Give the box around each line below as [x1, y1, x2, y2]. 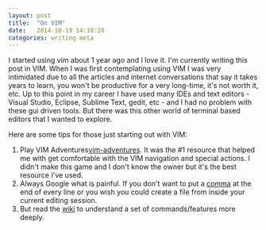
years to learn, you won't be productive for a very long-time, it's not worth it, [8, 81, 259, 90]
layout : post [8, 11, 52, 20]
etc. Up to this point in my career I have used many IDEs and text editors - [8, 89, 250, 99]
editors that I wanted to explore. [8, 114, 113, 124]
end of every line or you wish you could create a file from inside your [19, 187, 245, 197]
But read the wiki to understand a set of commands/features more [19, 204, 236, 214]
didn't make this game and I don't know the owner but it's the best [19, 162, 237, 171]
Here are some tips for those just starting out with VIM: [8, 130, 188, 140]
